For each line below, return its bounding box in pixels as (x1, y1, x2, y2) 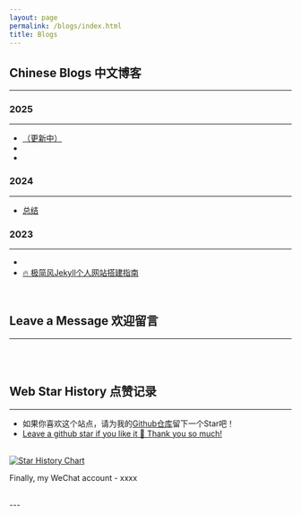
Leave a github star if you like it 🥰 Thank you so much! (21, 428, 222, 439)
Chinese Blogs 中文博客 (9, 65, 142, 81)
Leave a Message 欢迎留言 (9, 313, 159, 328)
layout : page (9, 13, 58, 22)
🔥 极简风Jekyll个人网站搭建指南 (21, 267, 139, 278)
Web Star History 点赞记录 (9, 384, 157, 399)
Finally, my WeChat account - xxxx (9, 472, 138, 483)
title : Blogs (9, 30, 58, 39)
